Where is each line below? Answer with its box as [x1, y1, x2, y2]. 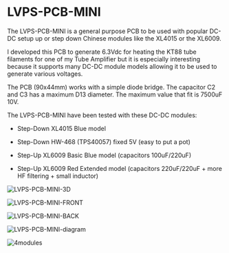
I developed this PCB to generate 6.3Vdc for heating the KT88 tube [7, 48, 197, 56]
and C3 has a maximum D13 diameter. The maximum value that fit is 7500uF [7, 90, 223, 99]
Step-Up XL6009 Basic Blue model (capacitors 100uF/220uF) [17, 151, 191, 159]
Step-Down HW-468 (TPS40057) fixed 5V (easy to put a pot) [17, 137, 190, 145]
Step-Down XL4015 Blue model [17, 124, 107, 132]
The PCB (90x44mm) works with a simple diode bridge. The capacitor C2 [7, 83, 216, 91]
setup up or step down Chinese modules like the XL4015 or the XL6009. [17, 34, 221, 42]
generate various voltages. [7, 70, 83, 78]
